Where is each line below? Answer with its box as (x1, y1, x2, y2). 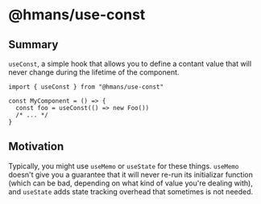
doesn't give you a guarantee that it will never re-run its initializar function (8, 169, 254, 179)
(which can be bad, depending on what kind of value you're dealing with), (8, 178, 254, 188)
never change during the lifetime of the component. (8, 67, 180, 77)
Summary (8, 38, 59, 51)
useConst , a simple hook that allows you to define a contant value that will (8, 59, 252, 68)
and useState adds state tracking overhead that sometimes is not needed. (8, 186, 254, 196)
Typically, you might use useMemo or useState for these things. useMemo (8, 161, 239, 170)
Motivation (8, 140, 64, 153)
